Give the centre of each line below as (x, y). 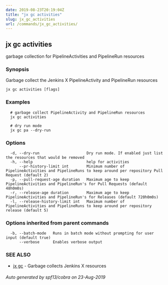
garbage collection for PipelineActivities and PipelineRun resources (75, 56)
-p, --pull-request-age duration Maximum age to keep (70, 179)
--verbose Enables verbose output (60, 242)
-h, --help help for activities (70, 162)
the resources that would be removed (45, 157)
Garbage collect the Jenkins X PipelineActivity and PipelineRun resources (82, 80)
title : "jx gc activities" (34, 15)
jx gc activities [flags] (33, 89)
